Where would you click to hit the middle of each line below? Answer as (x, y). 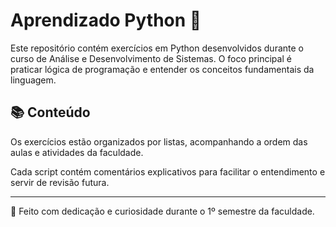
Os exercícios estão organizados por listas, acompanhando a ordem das (159, 141)
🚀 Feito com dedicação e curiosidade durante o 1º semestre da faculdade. (162, 211)
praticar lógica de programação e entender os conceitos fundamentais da (162, 69)
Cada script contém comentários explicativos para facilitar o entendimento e (168, 171)
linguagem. (33, 80)
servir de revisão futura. (60, 182)
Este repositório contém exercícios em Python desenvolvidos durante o (157, 48)
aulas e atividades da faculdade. (77, 152)
